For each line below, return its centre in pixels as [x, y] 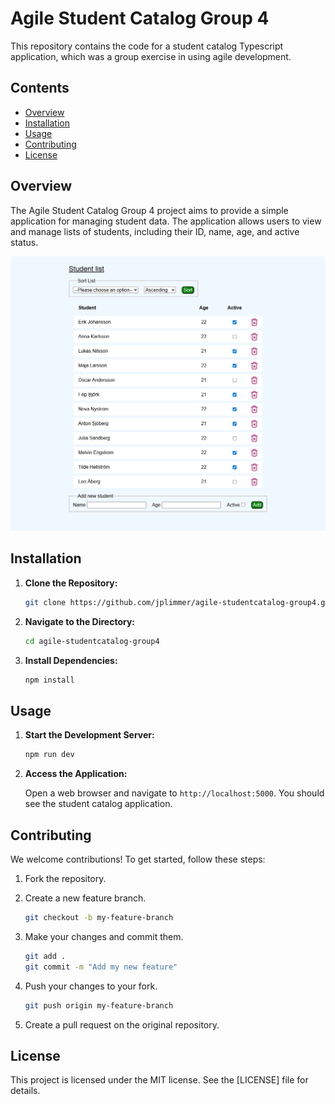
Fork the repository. [65, 879]
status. [24, 242]
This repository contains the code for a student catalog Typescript [147, 46]
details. [25, 1091]
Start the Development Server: [89, 735]
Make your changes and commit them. [104, 936]
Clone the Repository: [71, 583]
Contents [40, 88]
